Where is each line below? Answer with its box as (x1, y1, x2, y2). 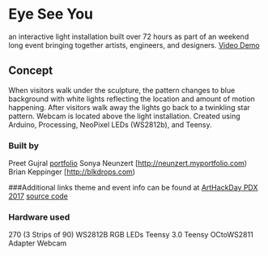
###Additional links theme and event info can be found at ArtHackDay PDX (8, 183, 258, 193)
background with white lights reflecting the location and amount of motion (8, 94, 255, 104)
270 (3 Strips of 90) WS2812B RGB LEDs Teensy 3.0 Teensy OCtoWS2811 (8, 230, 253, 240)
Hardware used (8, 211, 70, 223)
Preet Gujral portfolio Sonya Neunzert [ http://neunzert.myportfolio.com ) (8, 159, 248, 169)
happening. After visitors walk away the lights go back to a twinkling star (8, 102, 251, 112)
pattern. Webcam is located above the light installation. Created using (8, 111, 240, 121)
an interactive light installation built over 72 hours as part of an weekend (8, 32, 249, 41)
